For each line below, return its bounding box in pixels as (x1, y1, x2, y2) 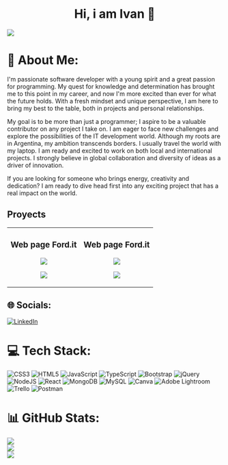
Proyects (7, 209, 46, 221)
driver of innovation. (7, 161, 64, 169)
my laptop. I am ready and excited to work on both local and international (7, 147, 213, 155)
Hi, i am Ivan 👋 (74, 6, 156, 22)
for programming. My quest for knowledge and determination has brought (7, 82, 215, 90)
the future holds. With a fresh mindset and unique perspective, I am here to (7, 97, 218, 105)
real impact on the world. (7, 188, 77, 197)
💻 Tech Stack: (7, 342, 91, 358)
